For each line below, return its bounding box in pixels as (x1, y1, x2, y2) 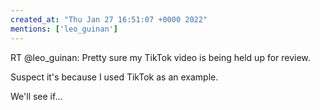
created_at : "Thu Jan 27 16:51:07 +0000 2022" (10, 14, 208, 25)
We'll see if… (10, 90, 63, 102)
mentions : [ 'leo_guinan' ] (10, 24, 118, 34)
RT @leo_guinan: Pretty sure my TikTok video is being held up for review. (10, 51, 311, 63)
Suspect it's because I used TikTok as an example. (10, 71, 219, 83)
